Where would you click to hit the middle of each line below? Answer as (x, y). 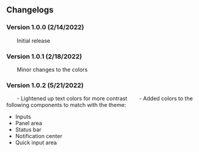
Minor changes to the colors (52, 69)
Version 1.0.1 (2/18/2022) (44, 56)
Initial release (34, 40)
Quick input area (36, 143)
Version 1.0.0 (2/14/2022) (45, 27)
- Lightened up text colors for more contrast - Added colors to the (105, 98)
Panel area (29, 123)
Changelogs (30, 10)
